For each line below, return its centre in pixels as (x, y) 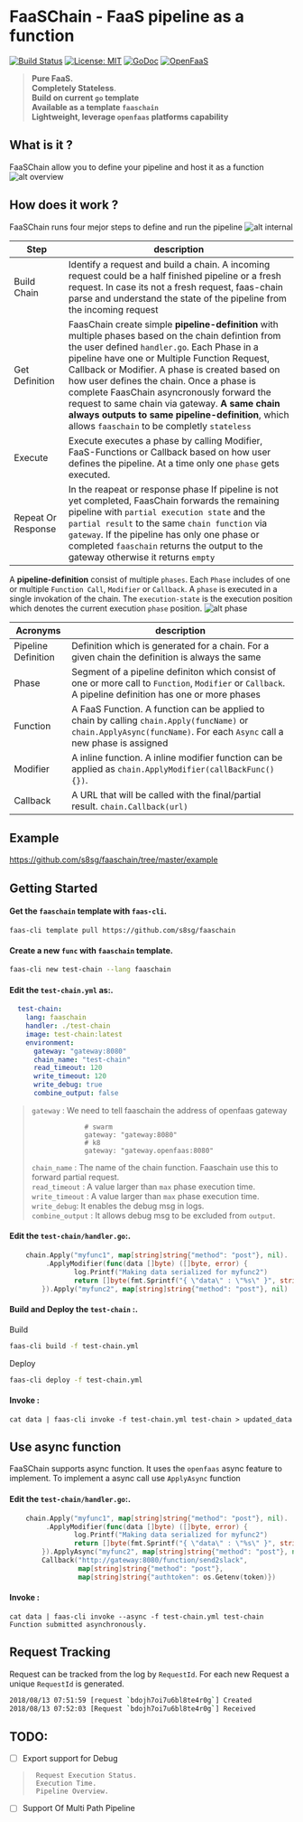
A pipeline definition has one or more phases (166, 694)
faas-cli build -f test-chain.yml (74, 1346)
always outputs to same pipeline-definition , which (179, 415)
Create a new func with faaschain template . (91, 950)
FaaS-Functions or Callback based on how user (170, 452)
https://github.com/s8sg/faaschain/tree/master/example (114, 859)
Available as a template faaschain (95, 107)
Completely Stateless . (74, 88)
